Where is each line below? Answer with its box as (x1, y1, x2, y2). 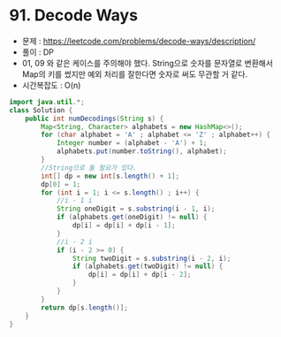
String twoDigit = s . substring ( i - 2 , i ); (72, 254, 232, 263)
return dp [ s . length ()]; (41, 303, 128, 312)
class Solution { (9, 105, 73, 115)
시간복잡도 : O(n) (21, 80, 81, 90)
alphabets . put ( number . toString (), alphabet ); (56, 147, 227, 156)
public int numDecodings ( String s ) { (25, 114, 164, 123)
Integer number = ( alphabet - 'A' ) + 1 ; (56, 139, 208, 148)
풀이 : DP (21, 46, 55, 57)
